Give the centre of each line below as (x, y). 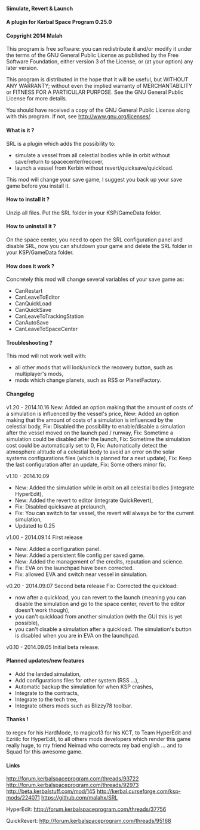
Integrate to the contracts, (47, 693)
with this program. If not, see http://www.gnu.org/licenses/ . (79, 117)
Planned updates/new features (45, 661)
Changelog (20, 394)
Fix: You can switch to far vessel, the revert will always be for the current (104, 513)
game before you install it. (38, 186)
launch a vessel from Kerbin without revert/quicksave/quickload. (94, 168)
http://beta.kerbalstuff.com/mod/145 (51, 791)
